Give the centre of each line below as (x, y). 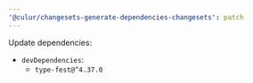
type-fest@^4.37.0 (69, 70)
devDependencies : (53, 59)
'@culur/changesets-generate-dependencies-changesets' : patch (126, 17)
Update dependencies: (50, 42)
